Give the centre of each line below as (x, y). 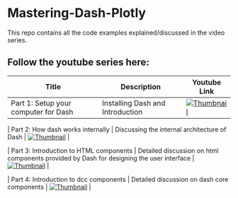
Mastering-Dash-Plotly (77, 13)
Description (141, 86)
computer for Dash (42, 112)
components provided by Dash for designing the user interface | (101, 158)
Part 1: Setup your (41, 103)
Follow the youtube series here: (79, 63)
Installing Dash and (134, 103)
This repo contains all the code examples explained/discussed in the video (116, 33)
